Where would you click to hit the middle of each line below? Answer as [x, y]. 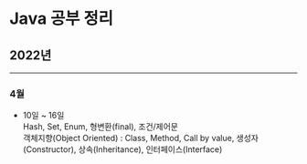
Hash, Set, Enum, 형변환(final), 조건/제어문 [100, 127]
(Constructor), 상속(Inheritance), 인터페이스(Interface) [122, 149]
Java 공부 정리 [62, 19]
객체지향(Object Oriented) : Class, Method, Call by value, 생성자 [140, 138]
